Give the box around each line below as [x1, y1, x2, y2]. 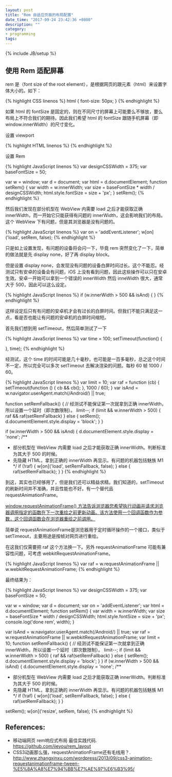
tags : [5, 36, 17, 42]
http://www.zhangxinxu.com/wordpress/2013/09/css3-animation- [12, 755, 152, 761]
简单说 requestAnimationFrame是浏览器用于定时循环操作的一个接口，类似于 [5, 526, 165, 532]
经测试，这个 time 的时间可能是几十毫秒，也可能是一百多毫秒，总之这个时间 [5, 356, 166, 362]
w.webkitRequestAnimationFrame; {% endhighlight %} [5, 566, 120, 572]
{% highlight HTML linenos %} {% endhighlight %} [5, 142, 112, 149]
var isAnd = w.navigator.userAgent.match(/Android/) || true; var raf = [5, 628, 150, 635]
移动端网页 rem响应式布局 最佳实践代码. [12, 737, 98, 743]
